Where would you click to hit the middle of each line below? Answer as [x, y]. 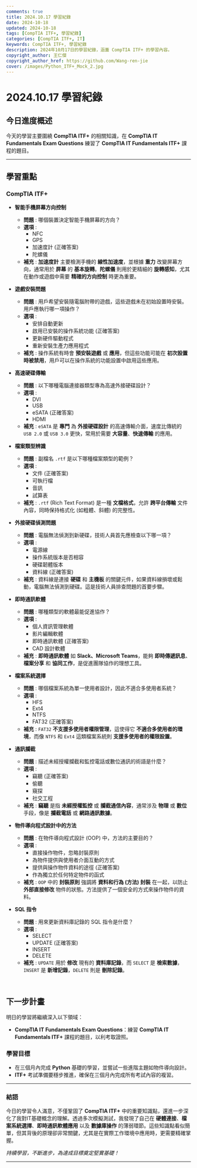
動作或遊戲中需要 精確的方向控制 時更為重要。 [84, 277]
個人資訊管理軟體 [53, 626]
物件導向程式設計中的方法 [45, 825]
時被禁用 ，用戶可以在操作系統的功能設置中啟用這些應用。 [93, 360]
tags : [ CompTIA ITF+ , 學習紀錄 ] [44, 34]
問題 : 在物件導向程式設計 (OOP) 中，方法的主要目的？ [88, 838]
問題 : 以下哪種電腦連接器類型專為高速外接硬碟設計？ [87, 386]
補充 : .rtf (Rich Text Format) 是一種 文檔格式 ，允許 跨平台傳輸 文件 [106, 503]
